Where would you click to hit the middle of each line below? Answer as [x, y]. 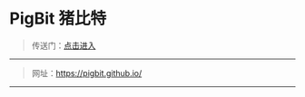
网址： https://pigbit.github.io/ [87, 73]
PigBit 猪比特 [58, 19]
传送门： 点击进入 [64, 45]
